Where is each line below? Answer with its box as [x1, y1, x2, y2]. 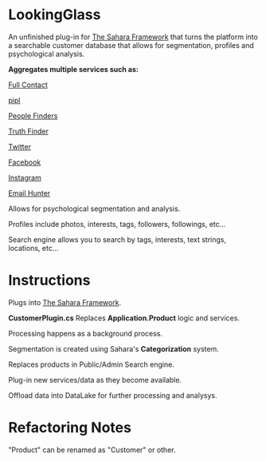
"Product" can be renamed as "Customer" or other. [8, 445, 176, 455]
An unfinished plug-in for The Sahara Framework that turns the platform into [8, 32, 259, 42]
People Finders [8, 110, 58, 121]
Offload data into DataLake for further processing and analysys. [8, 390, 217, 400]
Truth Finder [8, 126, 49, 136]
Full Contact [8, 80, 48, 89]
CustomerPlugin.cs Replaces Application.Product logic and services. [8, 313, 241, 323]
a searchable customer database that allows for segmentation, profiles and [8, 40, 255, 50]
